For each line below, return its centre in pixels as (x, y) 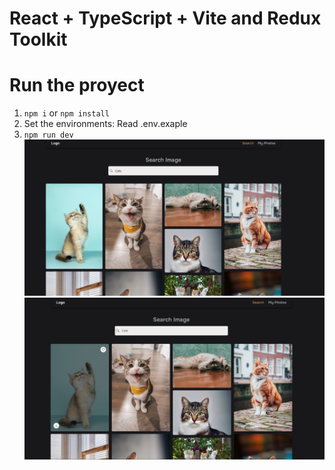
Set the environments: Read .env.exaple (105, 124)
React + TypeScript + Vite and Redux (165, 18)
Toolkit (38, 39)
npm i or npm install (66, 113)
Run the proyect (77, 85)
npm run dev (48, 135)
